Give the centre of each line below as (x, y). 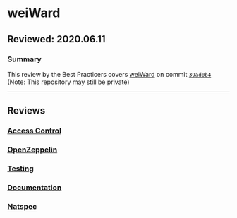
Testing (20, 169)
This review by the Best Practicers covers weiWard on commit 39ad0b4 (109, 74)
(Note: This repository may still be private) (68, 82)
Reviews (26, 111)
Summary (25, 59)
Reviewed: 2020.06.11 (56, 39)
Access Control (35, 131)
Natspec (22, 206)
